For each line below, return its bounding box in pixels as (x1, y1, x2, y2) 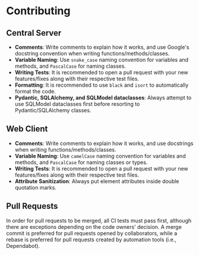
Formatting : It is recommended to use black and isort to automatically (14, 81, 189, 89)
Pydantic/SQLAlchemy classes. (14, 107, 91, 114)
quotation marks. (14, 184, 56, 191)
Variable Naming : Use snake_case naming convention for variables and (14, 56, 189, 63)
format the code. (14, 88, 56, 95)
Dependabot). (6, 242, 40, 249)
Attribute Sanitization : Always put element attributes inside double (14, 177, 179, 185)
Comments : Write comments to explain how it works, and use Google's (14, 43, 189, 51)
